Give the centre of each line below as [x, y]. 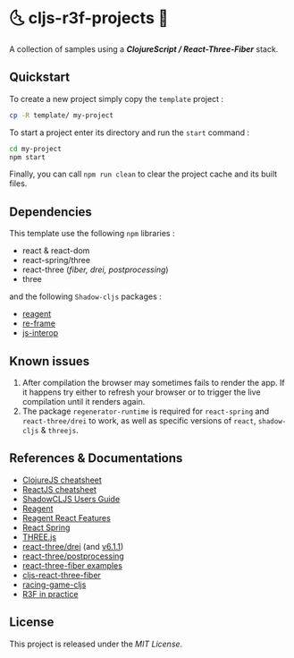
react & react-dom [56, 251]
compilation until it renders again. [84, 402]
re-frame [39, 323]
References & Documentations [96, 458]
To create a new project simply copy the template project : [117, 98]
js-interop [40, 333]
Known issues [50, 361]
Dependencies [50, 212]
